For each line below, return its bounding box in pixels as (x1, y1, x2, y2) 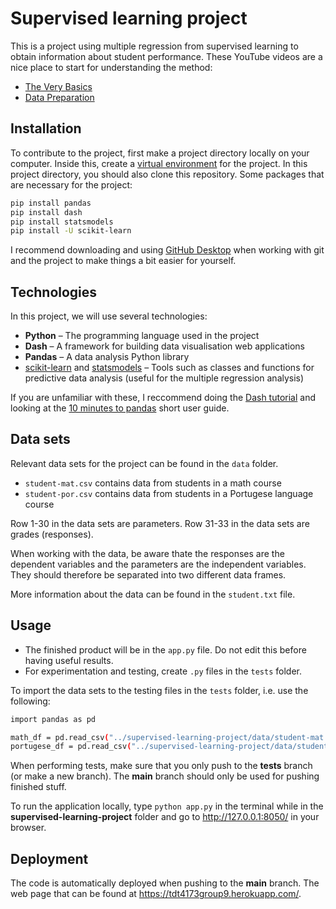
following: (10, 695, 51, 707)
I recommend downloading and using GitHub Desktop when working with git (10, 244, 325, 256)
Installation (10, 120, 82, 137)
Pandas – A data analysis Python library (24, 351, 190, 363)
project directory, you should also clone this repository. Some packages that (10, 168, 325, 180)
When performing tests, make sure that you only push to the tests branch (10, 760, 313, 772)
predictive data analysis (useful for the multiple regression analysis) (24, 372, 305, 384)
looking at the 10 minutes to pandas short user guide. (10, 402, 230, 414)
